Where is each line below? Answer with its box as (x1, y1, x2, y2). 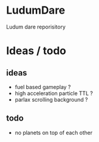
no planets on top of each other (14, 129, 92, 136)
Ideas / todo (6, 44, 67, 58)
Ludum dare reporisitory (6, 23, 66, 30)
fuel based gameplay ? (14, 83, 71, 90)
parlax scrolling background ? (14, 96, 88, 103)
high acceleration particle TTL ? (14, 90, 94, 97)
